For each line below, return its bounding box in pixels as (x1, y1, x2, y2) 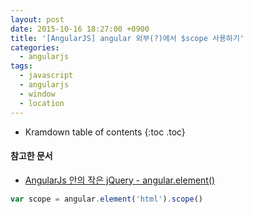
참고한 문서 (10, 150, 53, 162)
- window (19, 89, 56, 99)
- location (19, 98, 65, 108)
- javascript (19, 71, 74, 81)
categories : (10, 42, 60, 53)
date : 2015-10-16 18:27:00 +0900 (10, 24, 150, 34)
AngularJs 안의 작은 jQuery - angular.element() (24, 174, 216, 186)
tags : (10, 61, 33, 71)
